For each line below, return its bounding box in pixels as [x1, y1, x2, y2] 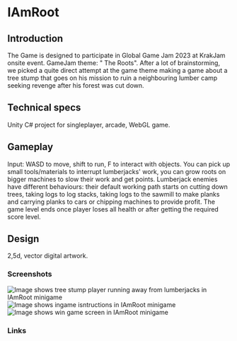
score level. [7, 212, 41, 221]
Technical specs [7, 102, 81, 114]
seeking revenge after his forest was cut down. [7, 81, 144, 89]
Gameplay [7, 141, 54, 153]
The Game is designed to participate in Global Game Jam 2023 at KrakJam [7, 51, 226, 59]
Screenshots [7, 270, 52, 279]
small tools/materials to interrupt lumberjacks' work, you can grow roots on [7, 167, 226, 175]
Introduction [7, 33, 64, 45]
